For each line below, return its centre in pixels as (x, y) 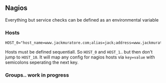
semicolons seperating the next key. (42, 62)
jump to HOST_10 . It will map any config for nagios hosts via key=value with (80, 57)
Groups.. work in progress (37, 75)
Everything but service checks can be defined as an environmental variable (82, 20)
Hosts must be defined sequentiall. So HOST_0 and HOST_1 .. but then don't (79, 52)
